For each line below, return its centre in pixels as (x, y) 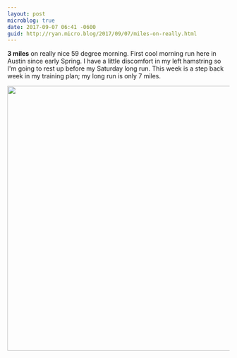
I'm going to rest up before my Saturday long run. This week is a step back (116, 68)
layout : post (26, 14)
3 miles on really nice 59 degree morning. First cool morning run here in (112, 54)
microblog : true (31, 20)
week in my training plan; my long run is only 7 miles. (84, 76)
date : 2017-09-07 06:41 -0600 (52, 27)
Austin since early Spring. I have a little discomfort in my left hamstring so (114, 61)
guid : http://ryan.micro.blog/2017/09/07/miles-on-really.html (102, 34)
